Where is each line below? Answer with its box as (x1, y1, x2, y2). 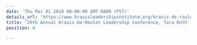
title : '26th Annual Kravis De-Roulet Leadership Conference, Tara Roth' (6, 19, 191, 25)
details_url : (6, 14, 38, 20)
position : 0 (6, 25, 35, 31)
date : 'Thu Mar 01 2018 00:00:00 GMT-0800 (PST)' (6, 8, 130, 15)
